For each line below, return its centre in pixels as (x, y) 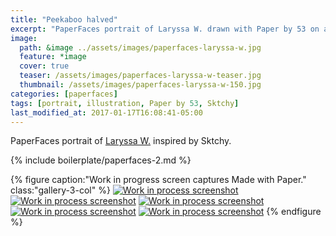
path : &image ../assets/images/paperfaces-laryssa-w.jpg (140, 47)
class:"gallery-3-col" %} (60, 190)
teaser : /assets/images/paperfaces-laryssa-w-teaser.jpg (140, 76)
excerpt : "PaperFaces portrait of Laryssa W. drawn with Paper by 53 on (165, 29)
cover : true (44, 66)
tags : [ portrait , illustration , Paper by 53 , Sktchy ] (125, 103)
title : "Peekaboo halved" (64, 19)
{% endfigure (294, 212)
